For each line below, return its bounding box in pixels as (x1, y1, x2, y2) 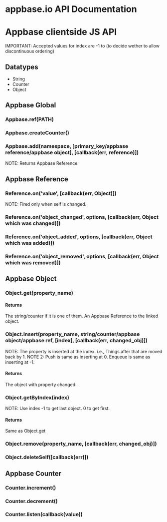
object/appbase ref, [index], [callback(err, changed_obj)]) (5, 337, 148, 344)
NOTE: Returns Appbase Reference (5, 160, 78, 166)
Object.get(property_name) (5, 290, 73, 297)
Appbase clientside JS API (5, 26, 117, 38)
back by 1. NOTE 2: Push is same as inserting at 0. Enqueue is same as (5, 354, 151, 360)
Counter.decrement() (5, 498, 58, 505)
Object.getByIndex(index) (5, 394, 70, 401)
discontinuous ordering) (5, 48, 55, 54)
